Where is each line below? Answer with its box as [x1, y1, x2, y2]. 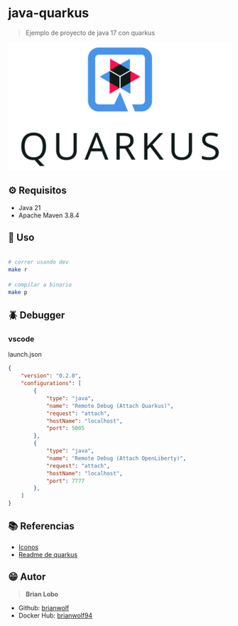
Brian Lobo [25, 590, 59, 598]
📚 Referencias [8, 520, 75, 532]
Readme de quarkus [18, 550, 77, 558]
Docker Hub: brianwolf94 [18, 611, 93, 620]
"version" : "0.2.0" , [21, 372, 82, 379]
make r [8, 266, 28, 274]
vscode [8, 334, 35, 344]
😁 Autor [8, 571, 46, 583]
